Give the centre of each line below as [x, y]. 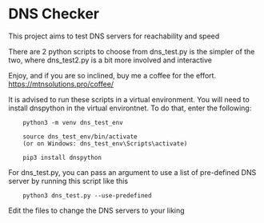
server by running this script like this [68, 181]
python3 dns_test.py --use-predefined [87, 195]
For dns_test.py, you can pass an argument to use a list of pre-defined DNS [132, 172]
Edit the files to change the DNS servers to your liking [97, 210]
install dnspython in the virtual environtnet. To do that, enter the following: [130, 108]
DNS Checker [54, 14]
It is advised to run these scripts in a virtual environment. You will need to [129, 99]
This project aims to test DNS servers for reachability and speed [114, 36]
